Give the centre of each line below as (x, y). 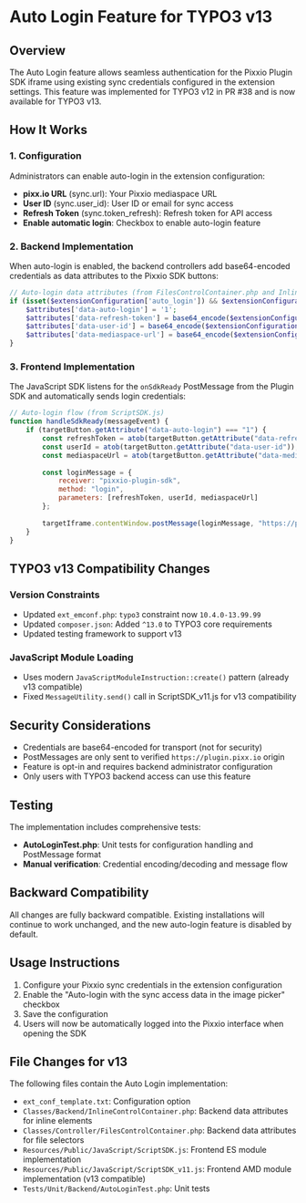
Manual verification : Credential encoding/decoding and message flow (155, 865)
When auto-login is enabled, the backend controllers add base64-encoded (150, 265)
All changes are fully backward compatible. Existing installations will (137, 915)
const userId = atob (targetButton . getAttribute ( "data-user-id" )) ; (171, 447)
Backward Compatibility (79, 892)
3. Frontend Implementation (72, 367)
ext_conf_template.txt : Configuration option (107, 1102)
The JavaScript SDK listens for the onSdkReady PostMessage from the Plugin (152, 387)
